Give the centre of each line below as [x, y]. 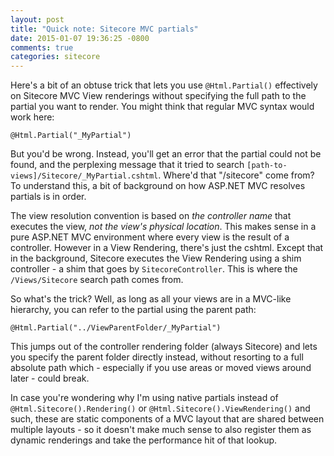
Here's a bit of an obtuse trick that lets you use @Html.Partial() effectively [164, 85]
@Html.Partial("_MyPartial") [71, 136]
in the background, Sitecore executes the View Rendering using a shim [156, 258]
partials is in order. [48, 197]
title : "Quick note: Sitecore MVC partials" [104, 29]
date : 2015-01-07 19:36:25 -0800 [80, 38]
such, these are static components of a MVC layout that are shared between [167, 419]
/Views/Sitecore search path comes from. [97, 280]
